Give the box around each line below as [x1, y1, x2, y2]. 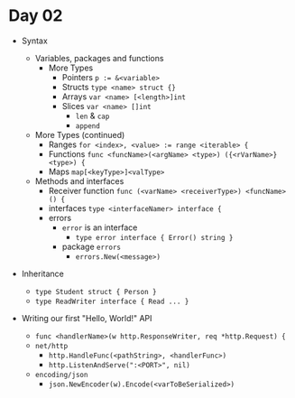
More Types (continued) [34, 129, 125, 140]
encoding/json [34, 370, 88, 379]
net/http [34, 341, 69, 350]
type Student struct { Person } [34, 287, 157, 296]
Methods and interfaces [34, 175, 124, 186]
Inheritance [21, 268, 65, 279]
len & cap [75, 110, 110, 121]
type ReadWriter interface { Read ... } [34, 297, 189, 306]
